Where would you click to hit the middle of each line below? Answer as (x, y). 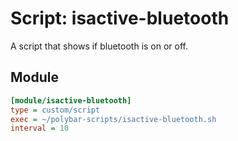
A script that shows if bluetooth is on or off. (99, 46)
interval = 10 (40, 128)
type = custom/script (55, 110)
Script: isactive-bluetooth (120, 18)
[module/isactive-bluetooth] (71, 100)
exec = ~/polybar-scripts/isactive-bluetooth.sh (113, 119)
